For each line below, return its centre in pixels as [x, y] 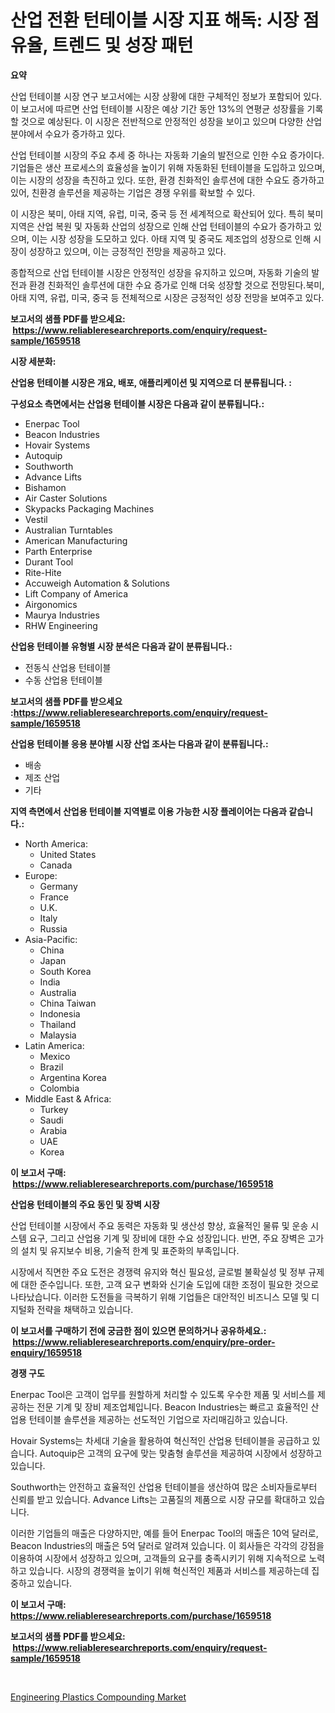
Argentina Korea [73, 1077]
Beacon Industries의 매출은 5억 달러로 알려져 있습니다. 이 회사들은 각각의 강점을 [167, 1545]
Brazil [51, 1067]
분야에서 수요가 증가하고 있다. [68, 133]
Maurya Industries [62, 615]
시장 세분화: [33, 361]
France [54, 897]
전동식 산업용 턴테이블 [68, 667]
